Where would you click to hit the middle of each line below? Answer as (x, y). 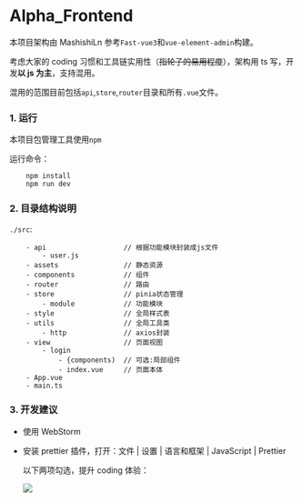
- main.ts (45, 386)
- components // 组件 (88, 275)
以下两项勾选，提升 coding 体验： (86, 470)
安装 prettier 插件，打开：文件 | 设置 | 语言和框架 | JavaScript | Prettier (154, 450)
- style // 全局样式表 (98, 313)
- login (56, 350)
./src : (21, 229)
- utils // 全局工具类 (98, 323)
